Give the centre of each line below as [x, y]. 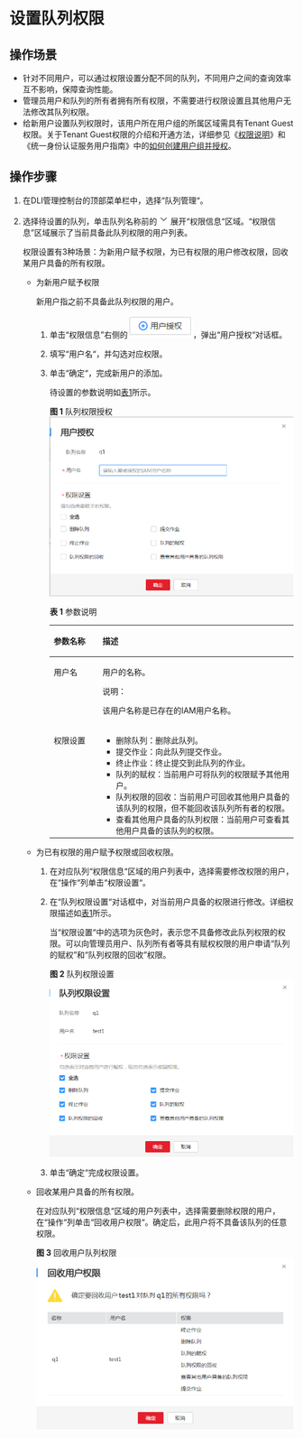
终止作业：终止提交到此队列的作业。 [183, 763]
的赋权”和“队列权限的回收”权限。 [110, 955]
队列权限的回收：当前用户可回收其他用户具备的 [203, 796]
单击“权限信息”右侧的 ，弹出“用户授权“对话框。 [168, 334]
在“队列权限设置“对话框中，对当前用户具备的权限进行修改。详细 [167, 902]
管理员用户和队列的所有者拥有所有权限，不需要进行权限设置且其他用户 [153, 101]
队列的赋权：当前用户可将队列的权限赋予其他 [199, 774]
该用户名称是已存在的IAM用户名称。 [169, 710]
